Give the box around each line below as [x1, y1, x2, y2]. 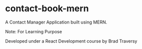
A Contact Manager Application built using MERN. [5, 19, 108, 25]
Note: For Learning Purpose [5, 28, 62, 34]
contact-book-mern [5, 3, 89, 14]
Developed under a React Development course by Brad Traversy [5, 38, 138, 44]
